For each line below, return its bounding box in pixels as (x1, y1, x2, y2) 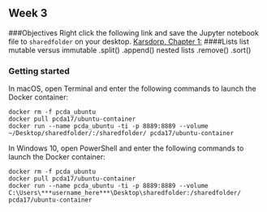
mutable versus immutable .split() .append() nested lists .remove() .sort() (8, 45, 252, 55)
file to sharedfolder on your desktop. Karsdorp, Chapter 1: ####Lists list (8, 36, 249, 46)
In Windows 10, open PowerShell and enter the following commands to (8, 143, 244, 153)
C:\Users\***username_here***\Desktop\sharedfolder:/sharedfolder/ (8, 189, 242, 197)
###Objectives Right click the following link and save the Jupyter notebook (8, 28, 260, 37)
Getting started (8, 65, 71, 76)
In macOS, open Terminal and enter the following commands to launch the (8, 84, 257, 94)
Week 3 (8, 6, 48, 20)
